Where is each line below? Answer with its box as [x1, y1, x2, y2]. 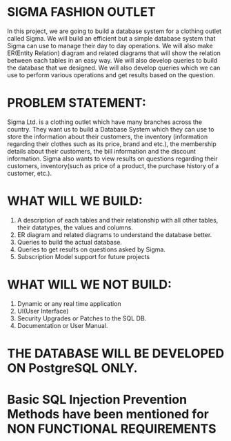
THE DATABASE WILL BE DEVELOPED [7, 345, 225, 361]
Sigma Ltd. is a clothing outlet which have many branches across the [7, 118, 203, 126]
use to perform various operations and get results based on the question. [7, 70, 215, 79]
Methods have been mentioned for [7, 407, 209, 422]
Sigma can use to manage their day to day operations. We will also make [7, 41, 213, 50]
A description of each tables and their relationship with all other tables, [17, 216, 219, 224]
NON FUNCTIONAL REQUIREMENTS [7, 421, 217, 437]
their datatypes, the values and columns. [17, 223, 133, 232]
